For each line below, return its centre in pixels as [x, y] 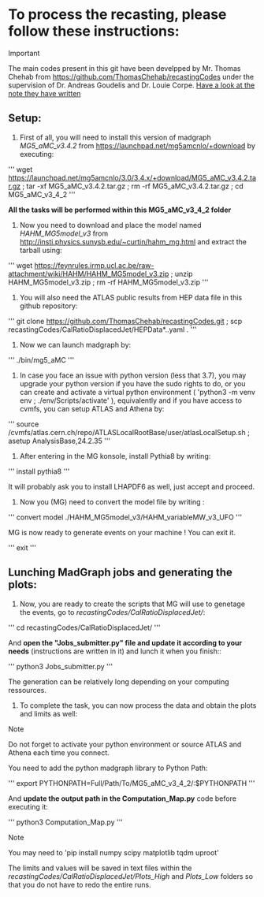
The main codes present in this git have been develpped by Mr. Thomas [125, 68]
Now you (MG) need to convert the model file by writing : [112, 501]
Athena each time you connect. [59, 752]
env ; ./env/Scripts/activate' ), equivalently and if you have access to [131, 400]
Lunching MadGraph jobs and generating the [120, 573]
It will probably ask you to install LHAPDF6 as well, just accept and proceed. [132, 486]
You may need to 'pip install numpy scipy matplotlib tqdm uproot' [113, 852]
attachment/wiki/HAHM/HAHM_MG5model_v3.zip [89, 274]
